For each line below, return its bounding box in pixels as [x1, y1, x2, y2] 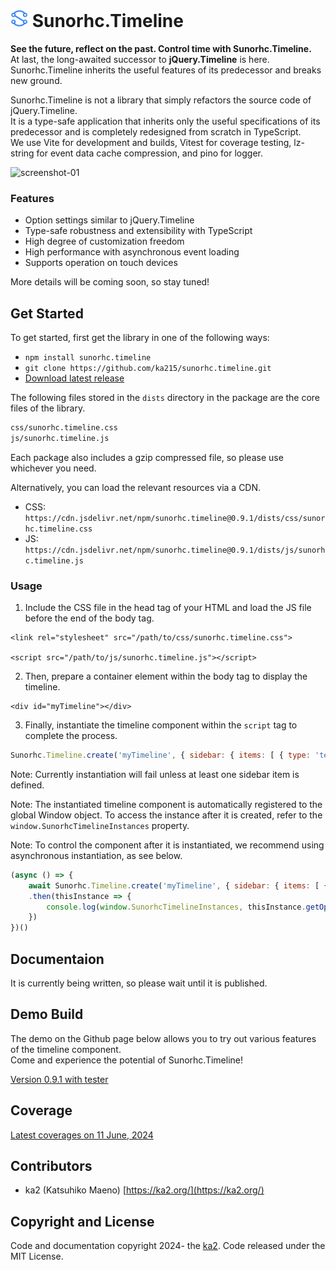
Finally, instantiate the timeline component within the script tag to [24, 719, 298, 731]
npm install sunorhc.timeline [24, 353, 152, 363]
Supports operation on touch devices [24, 257, 178, 269]
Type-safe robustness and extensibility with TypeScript [24, 225, 253, 237]
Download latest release [24, 372, 125, 384]
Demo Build [10, 1006, 84, 1023]
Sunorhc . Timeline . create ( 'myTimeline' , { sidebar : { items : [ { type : [10, 750, 311, 761]
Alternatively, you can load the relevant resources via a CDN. [10, 481, 262, 493]
